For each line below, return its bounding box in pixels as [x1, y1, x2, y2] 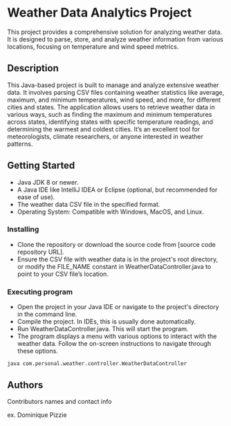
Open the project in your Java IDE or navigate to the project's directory [17, 303, 219, 311]
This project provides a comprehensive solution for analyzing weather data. [7, 28, 223, 36]
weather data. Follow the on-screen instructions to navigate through [17, 340, 212, 348]
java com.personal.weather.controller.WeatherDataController [7, 360, 187, 367]
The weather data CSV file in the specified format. [17, 200, 160, 208]
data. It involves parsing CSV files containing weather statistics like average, [7, 88, 225, 96]
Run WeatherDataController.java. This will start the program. [17, 325, 189, 333]
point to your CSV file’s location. [17, 270, 109, 278]
